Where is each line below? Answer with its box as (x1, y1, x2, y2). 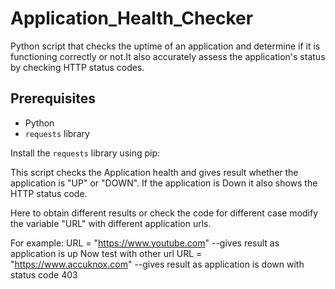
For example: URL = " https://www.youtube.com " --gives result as (10, 237, 280, 249)
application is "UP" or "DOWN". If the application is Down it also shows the (10, 177, 318, 189)
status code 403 (10, 268, 78, 281)
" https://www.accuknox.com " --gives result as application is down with (10, 258, 305, 270)
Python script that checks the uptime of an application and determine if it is (10, 40, 321, 52)
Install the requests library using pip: (10, 147, 161, 159)
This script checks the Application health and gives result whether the (10, 166, 299, 178)
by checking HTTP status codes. (10, 61, 145, 73)
